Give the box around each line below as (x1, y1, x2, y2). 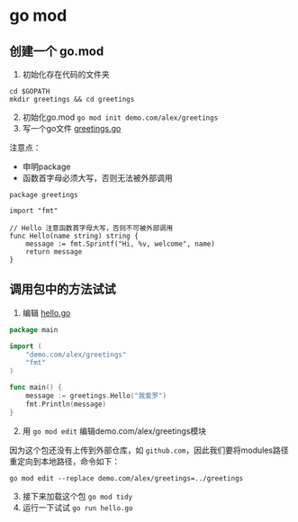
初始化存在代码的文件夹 (22, 69, 110, 79)
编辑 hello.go (22, 307, 71, 318)
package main (9, 325, 59, 334)
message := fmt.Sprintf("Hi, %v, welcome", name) (25, 239, 216, 248)
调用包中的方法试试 (9, 282, 116, 297)
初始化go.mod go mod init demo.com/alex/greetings (22, 112, 219, 122)
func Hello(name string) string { (9, 231, 140, 240)
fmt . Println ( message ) (25, 400, 106, 409)
